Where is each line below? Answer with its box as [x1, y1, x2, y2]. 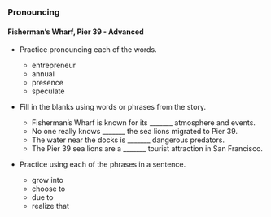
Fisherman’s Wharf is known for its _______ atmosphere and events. [31, 118, 256, 128]
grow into [31, 176, 64, 185]
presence [31, 78, 64, 88]
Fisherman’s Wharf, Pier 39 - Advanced [7, 27, 144, 37]
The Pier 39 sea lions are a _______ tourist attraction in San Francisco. [31, 144, 264, 154]
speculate [31, 86, 65, 96]
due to [31, 193, 54, 202]
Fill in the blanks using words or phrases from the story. [19, 102, 207, 112]
